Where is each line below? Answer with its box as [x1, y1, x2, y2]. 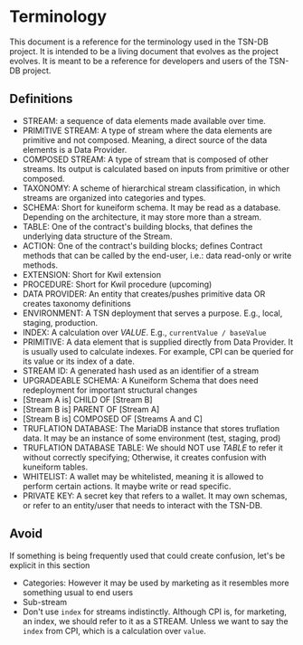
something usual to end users [22, 586, 134, 598]
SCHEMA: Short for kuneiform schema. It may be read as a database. [22, 202, 281, 213]
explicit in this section [9, 559, 90, 571]
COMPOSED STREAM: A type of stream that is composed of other [22, 154, 269, 165]
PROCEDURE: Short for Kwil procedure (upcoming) [22, 279, 213, 289]
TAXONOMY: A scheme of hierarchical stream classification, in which [22, 183, 280, 194]
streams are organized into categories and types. [22, 192, 206, 203]
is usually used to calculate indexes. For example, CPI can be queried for [22, 346, 294, 356]
